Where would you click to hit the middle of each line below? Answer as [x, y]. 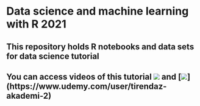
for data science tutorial [53, 56]
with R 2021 [37, 24]
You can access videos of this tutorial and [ [94, 76]
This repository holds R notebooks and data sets [100, 47]
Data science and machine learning [98, 11]
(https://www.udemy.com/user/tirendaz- [87, 86]
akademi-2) [29, 96]
